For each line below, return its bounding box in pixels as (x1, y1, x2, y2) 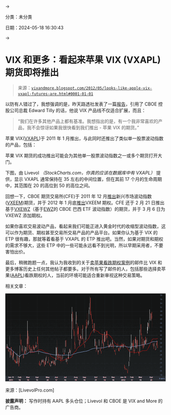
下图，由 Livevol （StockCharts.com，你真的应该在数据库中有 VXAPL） (5, 170, 155, 176)
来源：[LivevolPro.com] (5, 387, 54, 393)
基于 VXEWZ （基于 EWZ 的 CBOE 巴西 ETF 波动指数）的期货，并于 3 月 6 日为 (5, 206, 165, 212)
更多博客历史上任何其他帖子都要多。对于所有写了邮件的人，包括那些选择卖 (5, 266, 161, 272)
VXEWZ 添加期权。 (5, 212, 45, 218)
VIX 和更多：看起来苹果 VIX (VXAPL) (5, 54, 161, 66)
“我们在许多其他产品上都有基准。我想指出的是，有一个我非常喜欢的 (17, 118, 158, 124)
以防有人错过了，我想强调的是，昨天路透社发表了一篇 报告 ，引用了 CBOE (5, 101, 157, 107)
